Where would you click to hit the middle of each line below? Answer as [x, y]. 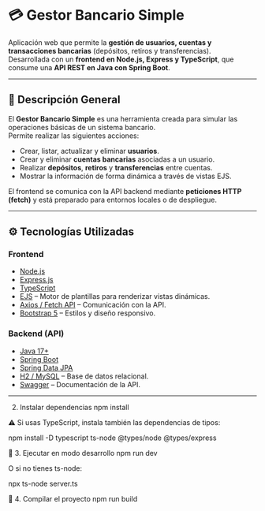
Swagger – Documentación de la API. [80, 384]
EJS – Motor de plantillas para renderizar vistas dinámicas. [115, 297]
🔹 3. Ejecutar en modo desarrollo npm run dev [83, 453]
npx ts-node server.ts [43, 483]
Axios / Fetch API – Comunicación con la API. [93, 305]
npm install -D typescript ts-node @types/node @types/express [112, 438]
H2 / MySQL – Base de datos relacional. [84, 376]
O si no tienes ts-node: [45, 468]
